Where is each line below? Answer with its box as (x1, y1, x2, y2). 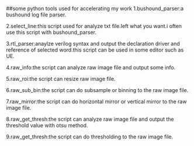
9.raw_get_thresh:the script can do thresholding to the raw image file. (6, 133, 174, 140)
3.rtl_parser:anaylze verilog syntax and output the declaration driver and (6, 40, 180, 47)
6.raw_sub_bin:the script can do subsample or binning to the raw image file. (6, 87, 189, 93)
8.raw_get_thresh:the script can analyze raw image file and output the (6, 116, 174, 123)
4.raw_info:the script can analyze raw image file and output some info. (6, 64, 176, 71)
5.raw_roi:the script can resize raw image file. (6, 76, 116, 82)
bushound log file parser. (6, 11, 67, 18)
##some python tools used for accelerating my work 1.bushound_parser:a (6, 5, 184, 12)
